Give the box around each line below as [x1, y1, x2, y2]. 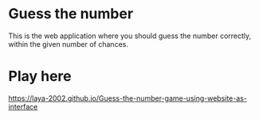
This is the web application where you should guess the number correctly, [8, 31, 252, 40]
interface [8, 102, 38, 111]
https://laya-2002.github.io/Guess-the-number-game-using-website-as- [8, 93, 247, 103]
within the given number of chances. [8, 39, 129, 48]
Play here [8, 67, 72, 86]
